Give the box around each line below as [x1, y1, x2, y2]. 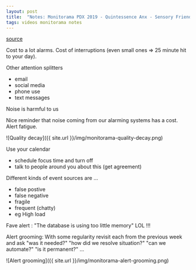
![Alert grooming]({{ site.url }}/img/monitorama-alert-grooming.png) [6, 257, 169, 264]
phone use [14, 88, 41, 95]
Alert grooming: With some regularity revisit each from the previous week [6, 233, 183, 240]
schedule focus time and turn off [14, 157, 93, 164]
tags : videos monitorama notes [6, 19, 82, 25]
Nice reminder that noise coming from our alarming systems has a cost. [6, 117, 178, 124]
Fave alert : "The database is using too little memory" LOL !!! [6, 222, 150, 229]
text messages [14, 94, 50, 101]
